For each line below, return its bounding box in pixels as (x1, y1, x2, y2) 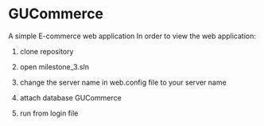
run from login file (19, 108, 79, 118)
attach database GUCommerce (19, 93, 122, 102)
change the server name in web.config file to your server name (19, 77, 227, 87)
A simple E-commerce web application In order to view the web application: (8, 31, 256, 41)
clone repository (19, 46, 74, 56)
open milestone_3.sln (19, 61, 90, 72)
